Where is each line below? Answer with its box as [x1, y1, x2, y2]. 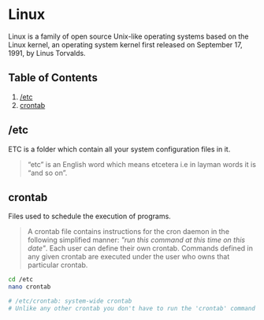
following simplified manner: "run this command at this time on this [27, 235, 246, 245]
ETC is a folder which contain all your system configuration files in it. [8, 144, 231, 154]
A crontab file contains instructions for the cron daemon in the [27, 227, 230, 236]
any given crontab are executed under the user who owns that [27, 252, 230, 262]
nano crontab [8, 283, 51, 291]
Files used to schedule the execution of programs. [8, 211, 171, 221]
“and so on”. [27, 168, 68, 177]
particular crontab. [27, 260, 88, 270]
